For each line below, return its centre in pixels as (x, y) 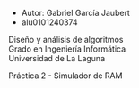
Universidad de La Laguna (56, 58)
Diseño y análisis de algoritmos (66, 40)
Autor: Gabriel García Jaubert (76, 13)
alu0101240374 (49, 22)
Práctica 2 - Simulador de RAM (65, 76)
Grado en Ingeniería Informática (67, 49)
